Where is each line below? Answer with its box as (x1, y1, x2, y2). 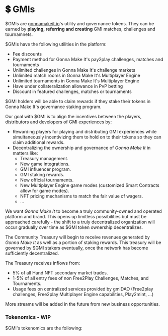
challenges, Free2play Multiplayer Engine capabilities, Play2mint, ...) (12, 291, 154, 297)
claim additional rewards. (12, 139, 65, 145)
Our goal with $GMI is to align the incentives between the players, (5, 113, 142, 119)
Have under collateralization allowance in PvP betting (12, 83, 123, 89)
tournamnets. (5, 31, 33, 37)
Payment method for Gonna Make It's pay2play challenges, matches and (12, 56, 163, 62)
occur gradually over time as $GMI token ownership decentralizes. (5, 224, 143, 230)
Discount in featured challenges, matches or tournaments (12, 88, 132, 94)
